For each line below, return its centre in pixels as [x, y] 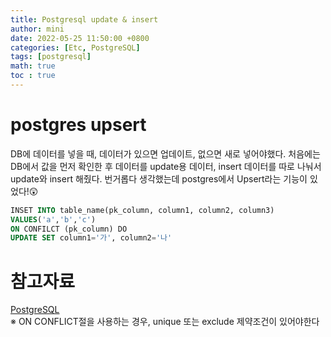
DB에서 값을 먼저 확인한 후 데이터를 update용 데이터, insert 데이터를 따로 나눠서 [166, 166]
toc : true [33, 76]
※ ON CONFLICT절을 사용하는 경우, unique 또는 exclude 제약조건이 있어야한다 [165, 322]
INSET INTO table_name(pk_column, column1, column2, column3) [142, 210]
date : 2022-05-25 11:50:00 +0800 [80, 38]
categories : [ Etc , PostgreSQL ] [75, 47]
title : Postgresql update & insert [84, 19]
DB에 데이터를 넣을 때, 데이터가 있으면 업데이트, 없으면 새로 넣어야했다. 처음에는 [165, 153]
